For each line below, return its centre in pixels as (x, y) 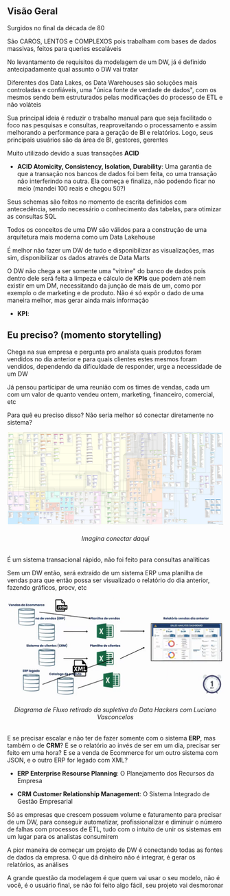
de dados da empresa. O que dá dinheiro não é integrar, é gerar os (101, 857)
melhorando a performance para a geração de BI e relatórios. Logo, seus (110, 132)
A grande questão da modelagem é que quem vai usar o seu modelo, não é (114, 878)
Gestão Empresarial (45, 802)
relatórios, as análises (38, 865)
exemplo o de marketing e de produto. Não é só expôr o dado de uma (106, 292)
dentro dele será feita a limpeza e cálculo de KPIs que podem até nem (106, 278)
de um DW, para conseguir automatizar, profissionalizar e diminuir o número (115, 822)
